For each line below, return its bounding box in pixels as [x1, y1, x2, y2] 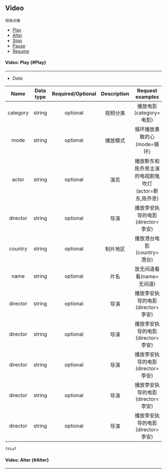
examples [135, 93, 159, 100]
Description [101, 90, 129, 97]
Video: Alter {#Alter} [5, 457, 49, 463]
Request [137, 87, 158, 94]
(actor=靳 [136, 188, 159, 195]
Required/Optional [52, 90, 96, 97]
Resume [12, 48, 29, 54]
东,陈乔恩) [135, 195, 159, 202]
